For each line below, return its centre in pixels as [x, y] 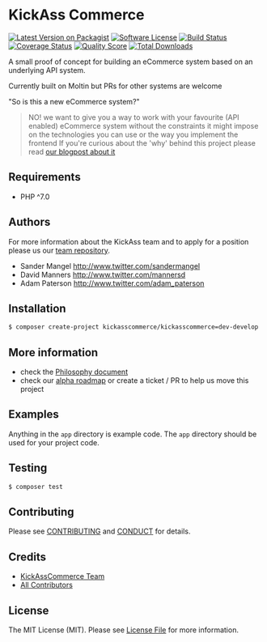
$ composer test [36, 487]
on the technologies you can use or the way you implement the [133, 134]
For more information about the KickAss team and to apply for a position [129, 241]
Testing [28, 468]
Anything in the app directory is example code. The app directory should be [133, 434]
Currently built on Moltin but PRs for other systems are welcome [115, 86]
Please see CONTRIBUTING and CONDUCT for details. [100, 531]
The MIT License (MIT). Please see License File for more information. [123, 630]
